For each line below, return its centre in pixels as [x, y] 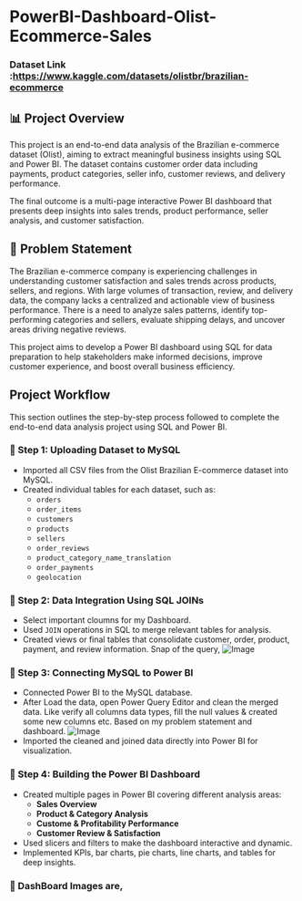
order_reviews [63, 548]
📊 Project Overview [67, 118]
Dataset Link [38, 65]
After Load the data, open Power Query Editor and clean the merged [151, 702]
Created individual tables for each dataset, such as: [119, 489]
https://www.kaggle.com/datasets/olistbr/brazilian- [131, 77]
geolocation [59, 577]
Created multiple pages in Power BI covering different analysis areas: [152, 794]
